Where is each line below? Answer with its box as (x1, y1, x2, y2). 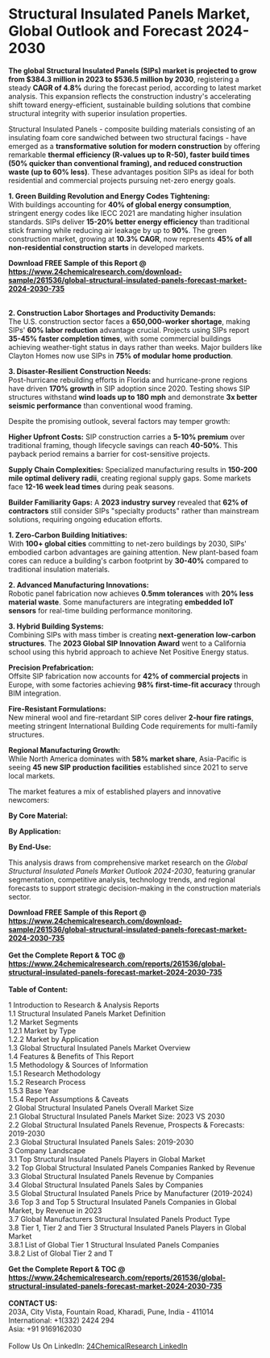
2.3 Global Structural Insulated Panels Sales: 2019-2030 (8, 1137, 194, 1147)
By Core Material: (8, 811, 69, 820)
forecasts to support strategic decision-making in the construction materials (8, 883, 261, 893)
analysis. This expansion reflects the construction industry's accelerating (8, 91, 251, 101)
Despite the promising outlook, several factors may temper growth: (8, 416, 231, 426)
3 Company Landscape (8, 1145, 86, 1155)
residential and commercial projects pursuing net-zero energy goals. (8, 175, 236, 185)
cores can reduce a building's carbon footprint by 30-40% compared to (8, 555, 248, 565)
